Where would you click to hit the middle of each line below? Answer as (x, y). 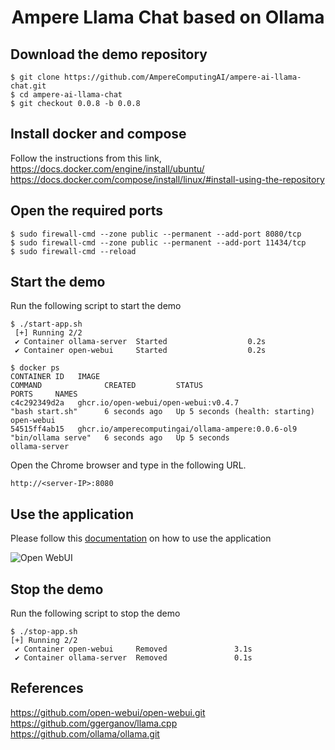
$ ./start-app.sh (46, 324)
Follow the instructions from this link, (86, 158)
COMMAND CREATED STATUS (106, 386)
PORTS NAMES (44, 394)
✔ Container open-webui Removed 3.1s (133, 649)
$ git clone (35, 77)
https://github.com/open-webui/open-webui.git (108, 712)
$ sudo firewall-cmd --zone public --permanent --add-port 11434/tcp (158, 242)
